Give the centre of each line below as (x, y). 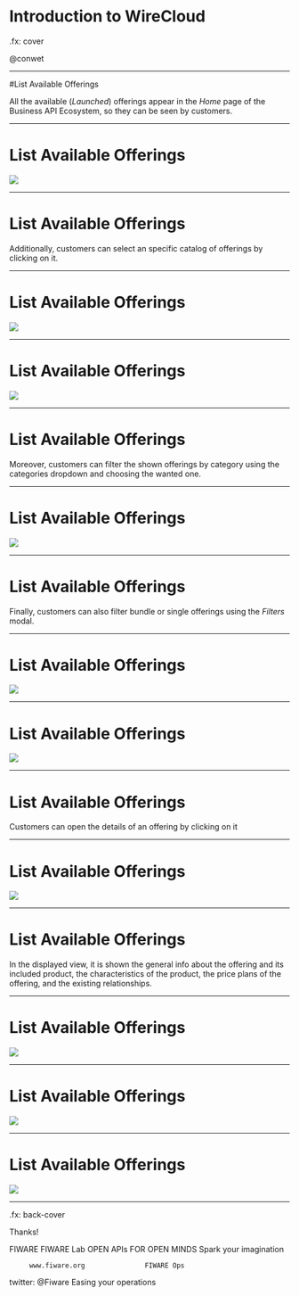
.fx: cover (27, 41)
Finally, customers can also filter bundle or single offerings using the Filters (147, 611)
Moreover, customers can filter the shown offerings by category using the (145, 464)
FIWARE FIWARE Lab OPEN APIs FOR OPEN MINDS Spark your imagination (147, 1249)
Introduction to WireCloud (108, 17)
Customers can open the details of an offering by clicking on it (124, 827)
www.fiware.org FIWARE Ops (107, 1266)
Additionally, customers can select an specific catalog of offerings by (136, 248)
